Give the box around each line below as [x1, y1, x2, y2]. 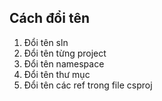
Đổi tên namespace [23, 57, 105, 70]
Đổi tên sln [23, 36, 69, 48]
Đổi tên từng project [23, 47, 107, 59]
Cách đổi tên [9, 10, 90, 27]
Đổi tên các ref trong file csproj [23, 79, 153, 91]
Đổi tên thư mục [23, 68, 91, 80]
